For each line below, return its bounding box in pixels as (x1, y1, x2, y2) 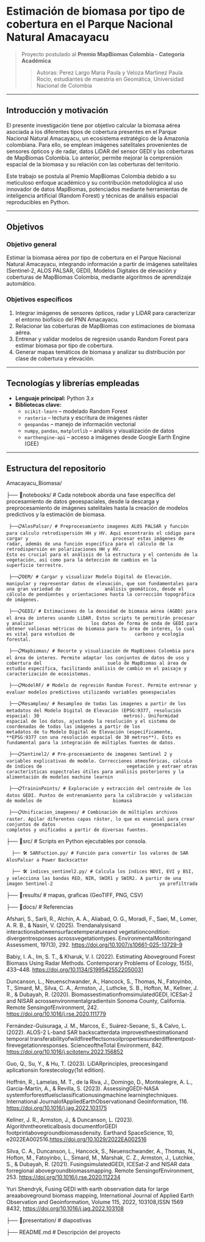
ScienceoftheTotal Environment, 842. (70, 1041, 164, 1049)
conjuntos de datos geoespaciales (6, 821, 187, 828)
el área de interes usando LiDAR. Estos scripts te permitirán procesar (6, 615, 195, 621)
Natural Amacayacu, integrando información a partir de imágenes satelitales (6, 261, 198, 268)
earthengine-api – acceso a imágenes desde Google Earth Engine (24, 433, 190, 441)
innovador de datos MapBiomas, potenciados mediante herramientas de (6, 185, 188, 193)
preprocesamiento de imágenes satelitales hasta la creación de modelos (6, 505, 189, 512)
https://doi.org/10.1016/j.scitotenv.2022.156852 (6, 1048, 124, 1055)
